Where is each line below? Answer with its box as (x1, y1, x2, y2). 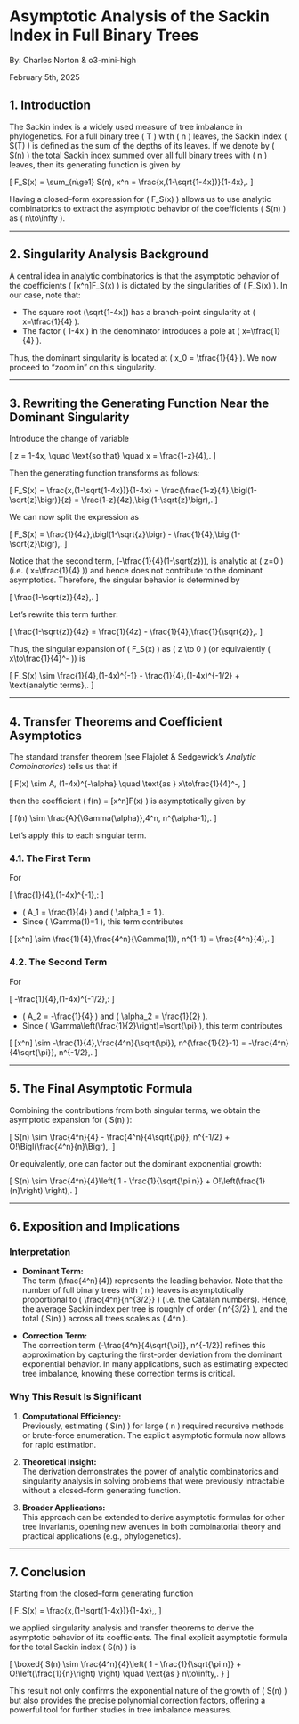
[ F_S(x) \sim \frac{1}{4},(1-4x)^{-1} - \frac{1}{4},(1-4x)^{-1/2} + (9, 671, 240, 681)
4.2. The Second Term (9, 956, 108, 968)
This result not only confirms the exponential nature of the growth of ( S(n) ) (9, 1686, 287, 1696)
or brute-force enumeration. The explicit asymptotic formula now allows (21, 1429, 287, 1440)
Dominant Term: (21, 1266, 84, 1277)
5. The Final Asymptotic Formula (9, 1081, 193, 1096)
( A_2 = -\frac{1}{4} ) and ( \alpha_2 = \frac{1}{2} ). (21, 1011, 208, 1021)
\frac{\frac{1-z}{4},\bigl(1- (161, 485, 258, 496)
